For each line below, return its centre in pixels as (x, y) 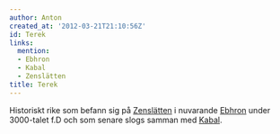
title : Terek (34, 85)
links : (22, 43)
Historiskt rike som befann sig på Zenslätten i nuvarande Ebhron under (140, 110)
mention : (34, 51)
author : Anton (36, 18)
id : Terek (28, 34)
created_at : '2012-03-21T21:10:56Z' (78, 26)
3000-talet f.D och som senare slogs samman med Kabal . (116, 120)
